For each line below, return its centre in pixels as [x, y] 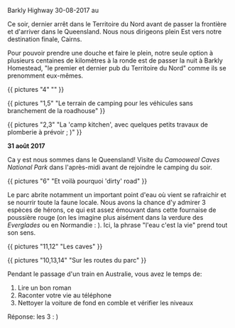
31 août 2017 [26, 146]
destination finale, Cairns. [45, 39]
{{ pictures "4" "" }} [36, 89]
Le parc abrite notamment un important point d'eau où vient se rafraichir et [117, 195]
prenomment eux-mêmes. [45, 75]
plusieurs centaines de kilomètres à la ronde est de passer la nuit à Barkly [115, 60]
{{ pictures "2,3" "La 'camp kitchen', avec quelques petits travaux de [108, 125]
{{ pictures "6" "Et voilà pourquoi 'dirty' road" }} [77, 181]
